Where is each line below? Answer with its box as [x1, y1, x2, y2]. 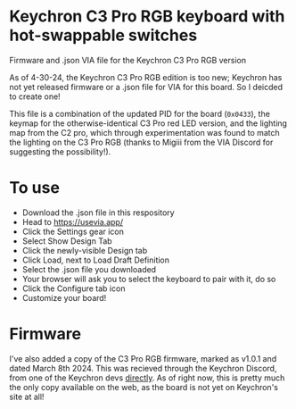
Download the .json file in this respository [21, 207, 176, 218]
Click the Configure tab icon [21, 283, 126, 294]
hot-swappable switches [9, 25, 198, 46]
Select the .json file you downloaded [21, 263, 157, 274]
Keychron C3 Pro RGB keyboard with [9, 6, 285, 27]
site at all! [9, 391, 45, 402]
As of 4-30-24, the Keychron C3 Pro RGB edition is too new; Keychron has [9, 71, 283, 82]
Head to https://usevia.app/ [21, 216, 123, 227]
